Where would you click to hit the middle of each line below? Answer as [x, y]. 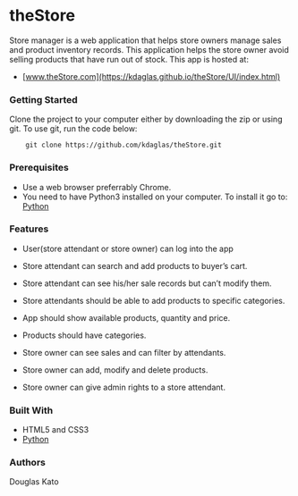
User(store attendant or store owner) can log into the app [128, 248]
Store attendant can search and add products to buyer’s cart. [135, 265]
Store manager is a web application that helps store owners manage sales [145, 40]
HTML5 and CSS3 [55, 430]
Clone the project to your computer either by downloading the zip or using [146, 119]
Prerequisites [39, 168]
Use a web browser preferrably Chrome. [97, 187]
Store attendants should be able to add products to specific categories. [153, 300]
